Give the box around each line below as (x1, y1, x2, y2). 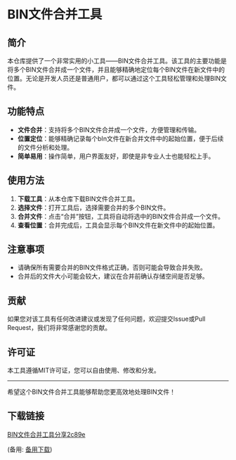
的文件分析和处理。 (17, 143, 74, 151)
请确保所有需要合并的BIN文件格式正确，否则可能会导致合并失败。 (17, 263, 207, 271)
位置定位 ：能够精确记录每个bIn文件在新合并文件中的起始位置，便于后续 (17, 134, 224, 143)
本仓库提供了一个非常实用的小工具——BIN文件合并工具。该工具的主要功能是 (7, 57, 227, 65)
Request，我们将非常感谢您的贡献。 (7, 324, 111, 332)
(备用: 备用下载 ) (7, 445, 53, 454)
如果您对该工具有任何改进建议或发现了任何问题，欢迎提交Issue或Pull (7, 314, 206, 324)
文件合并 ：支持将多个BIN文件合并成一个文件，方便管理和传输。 (17, 125, 201, 134)
